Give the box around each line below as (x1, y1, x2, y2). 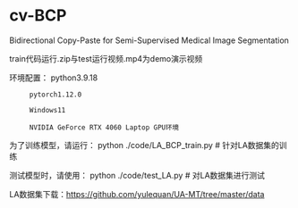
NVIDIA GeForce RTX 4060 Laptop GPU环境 (29, 122, 179, 132)
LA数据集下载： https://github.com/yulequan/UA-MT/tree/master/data (9, 188, 265, 199)
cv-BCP (9, 5, 67, 26)
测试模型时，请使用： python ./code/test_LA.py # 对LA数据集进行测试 (9, 170, 266, 180)
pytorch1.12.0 (29, 90, 82, 99)
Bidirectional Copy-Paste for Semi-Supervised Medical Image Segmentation (9, 35, 289, 46)
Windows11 (29, 105, 66, 114)
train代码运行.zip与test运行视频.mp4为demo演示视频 (9, 53, 203, 63)
